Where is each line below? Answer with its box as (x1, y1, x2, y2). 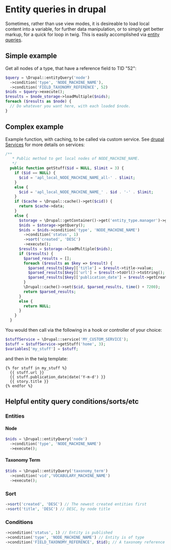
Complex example (5, 123, 64, 131)
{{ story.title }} (10, 379, 49, 384)
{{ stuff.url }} (10, 370, 44, 375)
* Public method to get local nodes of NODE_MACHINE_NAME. (12, 156, 140, 162)
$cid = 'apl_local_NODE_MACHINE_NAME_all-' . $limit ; (18, 175, 136, 180)
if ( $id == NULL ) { (14, 170, 56, 176)
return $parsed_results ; (23, 289, 76, 294)
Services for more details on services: (5, 142, 85, 148)
